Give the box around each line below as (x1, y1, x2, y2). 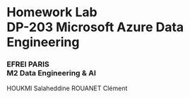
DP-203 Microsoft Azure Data (6, 19, 184, 35)
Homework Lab (6, 4, 97, 20)
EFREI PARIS (6, 59, 50, 69)
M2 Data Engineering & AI (6, 68, 96, 78)
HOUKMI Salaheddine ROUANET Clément (6, 84, 128, 92)
